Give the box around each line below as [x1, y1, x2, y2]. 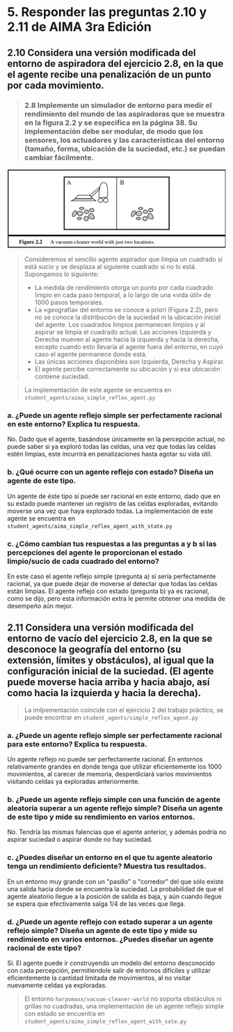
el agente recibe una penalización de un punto [7, 68, 211, 80]
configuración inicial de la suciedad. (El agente [7, 665, 214, 677]
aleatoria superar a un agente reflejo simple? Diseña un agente [7, 803, 223, 813]
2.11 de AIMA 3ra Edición [7, 19, 152, 35]
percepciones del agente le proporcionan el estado [7, 548, 183, 557]
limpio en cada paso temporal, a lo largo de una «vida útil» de [34, 291, 211, 300]
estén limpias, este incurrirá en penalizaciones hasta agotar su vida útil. [7, 450, 212, 459]
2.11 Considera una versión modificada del [7, 622, 194, 634]
